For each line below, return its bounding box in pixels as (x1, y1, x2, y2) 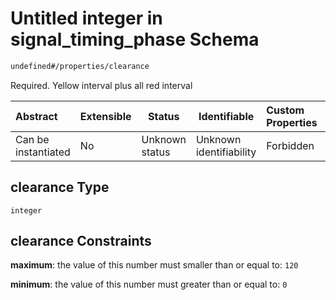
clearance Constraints (10, 233, 152, 250)
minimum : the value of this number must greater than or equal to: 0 (10, 278, 288, 291)
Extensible (79, 109, 132, 123)
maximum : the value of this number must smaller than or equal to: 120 (10, 259, 299, 271)
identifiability (195, 145, 257, 159)
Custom (266, 103, 305, 117)
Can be (15, 132, 50, 146)
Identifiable (198, 109, 255, 123)
